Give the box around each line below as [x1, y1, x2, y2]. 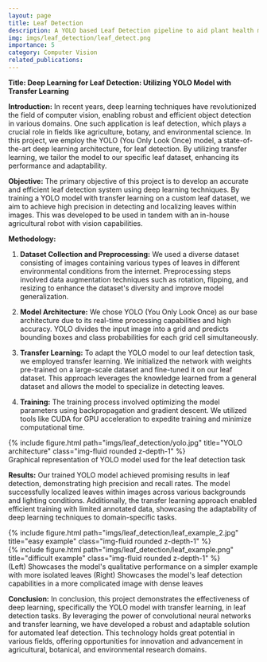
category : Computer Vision [8, 49, 98, 56]
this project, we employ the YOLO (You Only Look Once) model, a [8, 135, 222, 145]
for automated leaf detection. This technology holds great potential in [8, 628, 235, 637]
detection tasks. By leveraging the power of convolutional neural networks [8, 610, 252, 621]
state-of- [223, 135, 253, 145]
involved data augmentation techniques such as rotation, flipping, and [19, 275, 249, 284]
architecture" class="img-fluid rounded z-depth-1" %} [8, 446, 186, 456]
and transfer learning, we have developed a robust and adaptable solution [8, 619, 250, 629]
